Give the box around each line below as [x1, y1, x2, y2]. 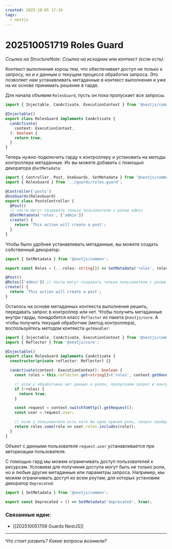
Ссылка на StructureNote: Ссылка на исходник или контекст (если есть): [5, 56, 165, 62]
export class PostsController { [5, 198, 74, 204]
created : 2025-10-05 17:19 [5, 7, 63, 13]
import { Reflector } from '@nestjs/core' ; [5, 339, 100, 345]
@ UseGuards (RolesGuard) [5, 193, 56, 199]
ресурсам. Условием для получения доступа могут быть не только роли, [5, 463, 166, 470]
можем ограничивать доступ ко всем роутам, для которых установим [5, 475, 160, 481]
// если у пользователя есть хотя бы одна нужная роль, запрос [14, 419, 153, 424]
